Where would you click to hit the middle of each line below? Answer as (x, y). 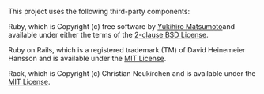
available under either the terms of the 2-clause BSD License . (108, 35)
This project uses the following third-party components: (99, 11)
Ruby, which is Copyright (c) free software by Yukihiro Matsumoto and (122, 26)
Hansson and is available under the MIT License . (87, 58)
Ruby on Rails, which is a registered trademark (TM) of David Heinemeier (127, 50)
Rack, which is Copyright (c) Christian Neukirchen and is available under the (132, 73)
